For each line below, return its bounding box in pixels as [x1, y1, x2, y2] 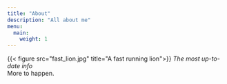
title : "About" [7, 10, 51, 17]
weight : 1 [19, 36, 48, 43]
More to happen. [7, 70, 55, 78]
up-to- [201, 54, 221, 63]
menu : [7, 23, 23, 30]
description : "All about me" [7, 17, 91, 23]
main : [13, 29, 30, 36]
